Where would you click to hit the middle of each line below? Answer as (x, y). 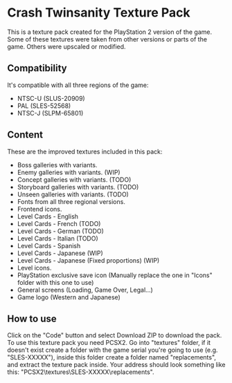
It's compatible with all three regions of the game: (78, 85)
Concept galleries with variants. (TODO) (74, 179)
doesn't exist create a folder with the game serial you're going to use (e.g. (113, 350)
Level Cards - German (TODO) (60, 231)
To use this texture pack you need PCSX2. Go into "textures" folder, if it (109, 343)
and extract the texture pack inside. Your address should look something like (116, 365)
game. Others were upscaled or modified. (66, 46)
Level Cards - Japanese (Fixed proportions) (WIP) (88, 260)
